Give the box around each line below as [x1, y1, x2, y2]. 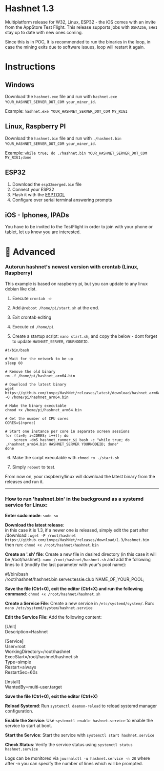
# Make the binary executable [5, 403, 67, 408]
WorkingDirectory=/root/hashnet [5, 649, 71, 654]
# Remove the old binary [5, 369, 56, 374]
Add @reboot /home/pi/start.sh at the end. [12, 304, 99, 310]
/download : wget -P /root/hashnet [5, 532, 77, 538]
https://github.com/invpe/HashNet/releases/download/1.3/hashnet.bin [5, 538, 150, 543]
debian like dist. [5, 286, 37, 292]
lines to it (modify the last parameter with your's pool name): [5, 562, 126, 568]
